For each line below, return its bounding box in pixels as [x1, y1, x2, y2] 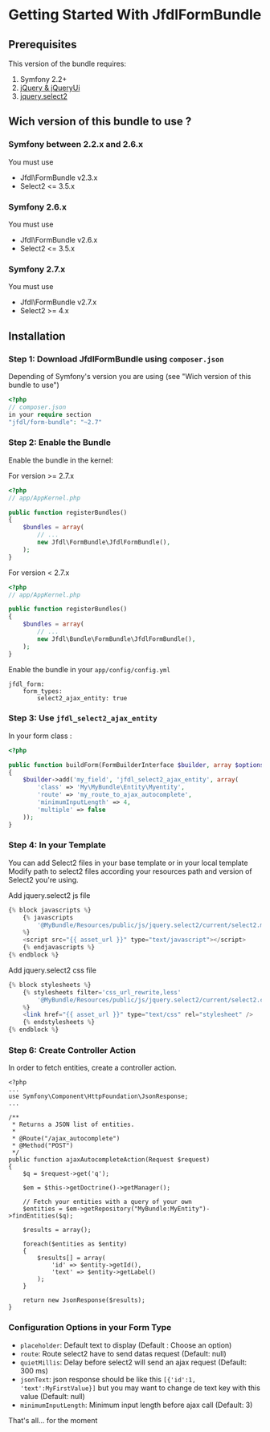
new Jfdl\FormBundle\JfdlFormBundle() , [37, 538, 171, 547]
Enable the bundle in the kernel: [8, 455, 114, 465]
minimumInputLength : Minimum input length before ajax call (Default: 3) [19, 1400, 253, 1410]
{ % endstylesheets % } [22, 1018, 95, 1026]
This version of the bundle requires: [8, 59, 127, 68]
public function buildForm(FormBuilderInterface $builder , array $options [8, 761, 264, 769]
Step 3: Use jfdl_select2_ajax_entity [8, 712, 158, 724]
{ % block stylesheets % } [8, 981, 92, 989]
